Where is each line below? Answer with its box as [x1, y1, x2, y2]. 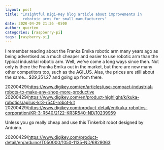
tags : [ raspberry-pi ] [5, 35, 50, 40]
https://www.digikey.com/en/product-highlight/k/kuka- [28, 94, 139, 100]
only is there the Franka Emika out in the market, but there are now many [5, 63, 153, 69]
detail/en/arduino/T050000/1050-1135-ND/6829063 [5, 139, 111, 145]
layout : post [5, 7, 32, 12]
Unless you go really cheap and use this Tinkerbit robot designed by [5, 119, 144, 125]
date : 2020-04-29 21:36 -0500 [5, 21, 67, 26]
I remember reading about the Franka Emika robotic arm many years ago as [5, 48, 159, 54]
